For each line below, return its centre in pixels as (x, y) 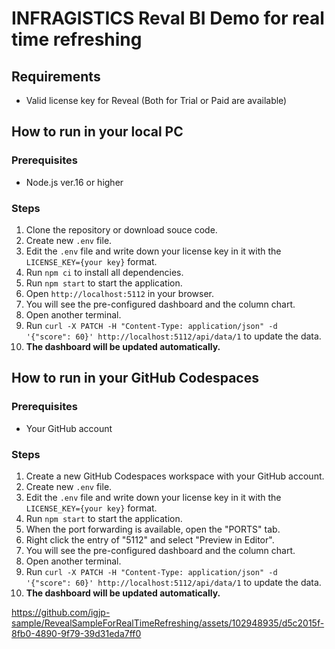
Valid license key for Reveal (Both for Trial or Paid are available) (156, 100)
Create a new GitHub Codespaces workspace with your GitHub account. (175, 476)
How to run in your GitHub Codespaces (135, 378)
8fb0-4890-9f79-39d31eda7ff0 (76, 633)
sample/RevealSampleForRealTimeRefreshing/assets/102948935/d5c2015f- (168, 623)
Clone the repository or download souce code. (121, 229)
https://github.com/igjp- (61, 612)
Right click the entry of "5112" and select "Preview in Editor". (150, 539)
